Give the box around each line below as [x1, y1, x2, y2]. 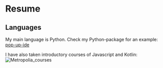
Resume [5, 3, 41, 15]
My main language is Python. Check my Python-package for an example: [5, 36, 158, 42]
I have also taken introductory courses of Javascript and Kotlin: [5, 51, 138, 57]
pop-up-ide [5, 42, 29, 48]
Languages [5, 23, 42, 32]
